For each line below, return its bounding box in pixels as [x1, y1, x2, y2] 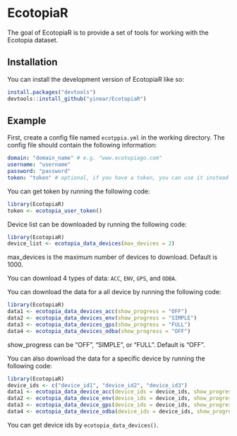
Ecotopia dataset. [7, 35, 59, 44]
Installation [7, 56, 58, 68]
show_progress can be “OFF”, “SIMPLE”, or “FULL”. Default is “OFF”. [7, 340, 206, 349]
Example [7, 114, 47, 126]
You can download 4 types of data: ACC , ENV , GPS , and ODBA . [7, 274, 177, 283]
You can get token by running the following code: [7, 187, 150, 195]
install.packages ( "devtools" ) [7, 88, 97, 96]
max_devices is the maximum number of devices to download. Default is [7, 253, 218, 262]
